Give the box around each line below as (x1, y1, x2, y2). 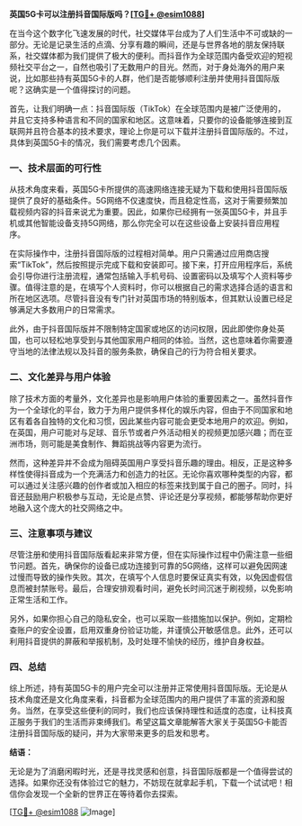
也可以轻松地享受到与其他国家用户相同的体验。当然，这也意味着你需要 (24, 335, 285, 346)
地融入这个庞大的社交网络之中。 (9, 502, 128, 513)
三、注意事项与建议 (9, 527, 93, 540)
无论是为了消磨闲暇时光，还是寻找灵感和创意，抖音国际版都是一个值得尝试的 (9, 766, 293, 777)
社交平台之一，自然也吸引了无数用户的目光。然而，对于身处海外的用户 (16, 62, 277, 72)
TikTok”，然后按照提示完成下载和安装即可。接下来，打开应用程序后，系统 (21, 259, 293, 270)
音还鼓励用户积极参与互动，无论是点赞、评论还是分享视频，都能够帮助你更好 (9, 491, 293, 502)
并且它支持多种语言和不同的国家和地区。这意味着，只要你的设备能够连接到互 (9, 114, 293, 125)
